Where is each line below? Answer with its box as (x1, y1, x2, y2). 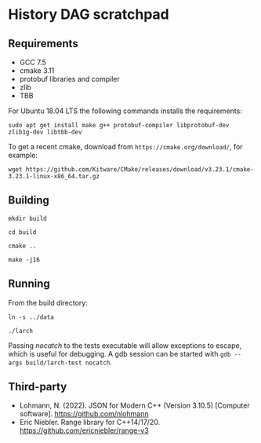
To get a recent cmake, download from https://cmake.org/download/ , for (8, 142, 243, 151)
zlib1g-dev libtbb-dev (8, 128, 82, 136)
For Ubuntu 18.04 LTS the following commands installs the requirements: (8, 106, 243, 115)
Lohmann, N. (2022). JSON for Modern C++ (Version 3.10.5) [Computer (19, 401, 250, 410)
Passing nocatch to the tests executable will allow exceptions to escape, (8, 340, 242, 350)
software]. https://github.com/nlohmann (19, 409, 149, 419)
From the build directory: (8, 298, 88, 307)
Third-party (8, 380, 67, 394)
